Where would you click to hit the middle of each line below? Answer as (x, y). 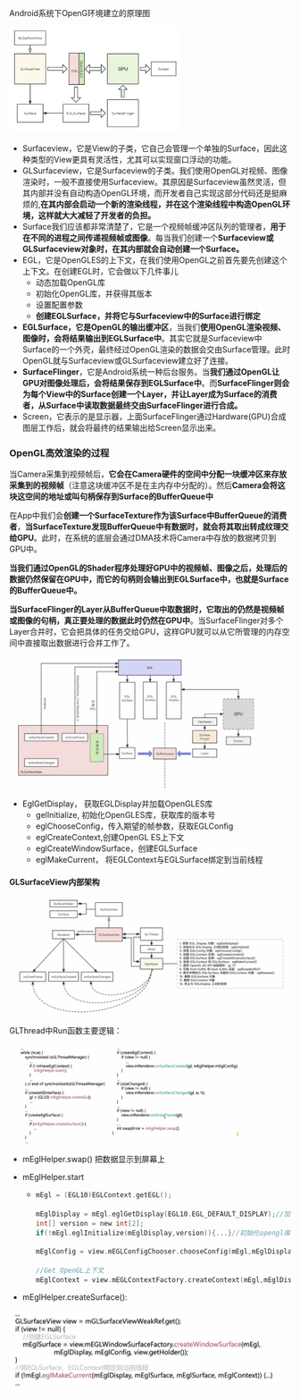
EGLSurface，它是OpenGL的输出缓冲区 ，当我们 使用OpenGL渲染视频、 (154, 327)
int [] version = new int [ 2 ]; (90, 1223)
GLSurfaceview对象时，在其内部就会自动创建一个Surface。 (133, 249)
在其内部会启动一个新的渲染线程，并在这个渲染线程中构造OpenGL (161, 205)
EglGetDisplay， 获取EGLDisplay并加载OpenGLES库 (117, 804)
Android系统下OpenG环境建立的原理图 (80, 13)
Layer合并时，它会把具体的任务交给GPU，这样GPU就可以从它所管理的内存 (146, 632)
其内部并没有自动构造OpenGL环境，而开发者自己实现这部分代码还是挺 (150, 193)
